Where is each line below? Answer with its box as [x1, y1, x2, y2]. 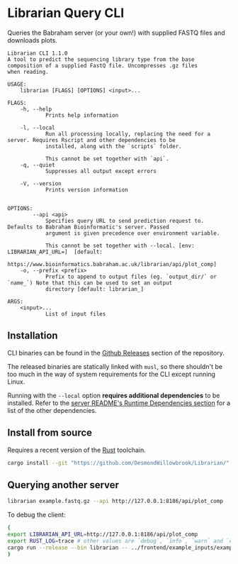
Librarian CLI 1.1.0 [7, 50, 69, 57]
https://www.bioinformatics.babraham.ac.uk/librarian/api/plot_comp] [7, 260, 217, 267]
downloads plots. [7, 35, 58, 44]
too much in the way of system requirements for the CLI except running [7, 370, 216, 378]
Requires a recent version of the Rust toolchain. [7, 446, 147, 454]
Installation [7, 330, 58, 342]
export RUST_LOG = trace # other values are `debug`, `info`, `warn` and [7, 537, 223, 544]
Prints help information [45, 111, 119, 118]
